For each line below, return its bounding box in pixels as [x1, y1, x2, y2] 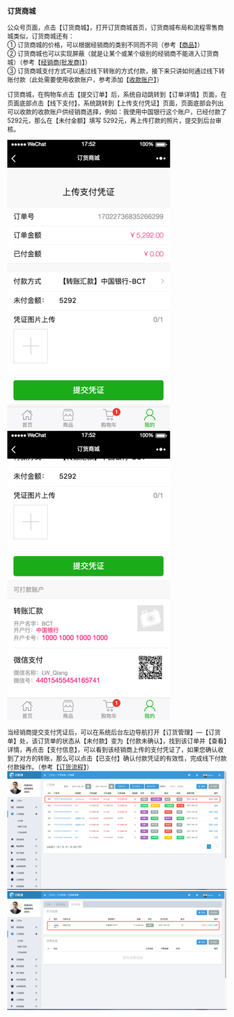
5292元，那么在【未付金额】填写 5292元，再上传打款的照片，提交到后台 [7, 116, 216, 125]
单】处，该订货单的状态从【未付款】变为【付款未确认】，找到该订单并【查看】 [7, 736, 227, 746]
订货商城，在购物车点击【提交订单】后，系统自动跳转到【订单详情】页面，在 [7, 90, 227, 99]
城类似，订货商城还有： [7, 32, 75, 40]
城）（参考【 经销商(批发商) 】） [7, 58, 92, 67]
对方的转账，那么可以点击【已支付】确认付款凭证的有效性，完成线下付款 [19, 754, 227, 763]
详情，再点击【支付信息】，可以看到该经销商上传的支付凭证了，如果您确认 [7, 746, 218, 754]
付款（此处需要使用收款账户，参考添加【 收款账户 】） [13, 75, 163, 84]
